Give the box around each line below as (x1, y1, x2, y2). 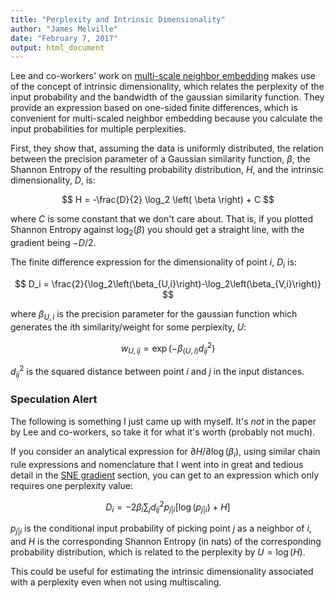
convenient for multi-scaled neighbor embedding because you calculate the (10, 112, 323, 125)
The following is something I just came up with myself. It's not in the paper (10, 415, 317, 427)
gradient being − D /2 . (10, 237, 97, 249)
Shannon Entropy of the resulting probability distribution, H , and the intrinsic (10, 164, 325, 176)
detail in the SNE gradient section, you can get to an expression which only (10, 469, 320, 481)
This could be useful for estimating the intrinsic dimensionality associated (10, 565, 314, 577)
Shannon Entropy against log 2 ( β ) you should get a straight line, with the (10, 224, 305, 238)
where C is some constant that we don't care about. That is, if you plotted (10, 213, 313, 225)
